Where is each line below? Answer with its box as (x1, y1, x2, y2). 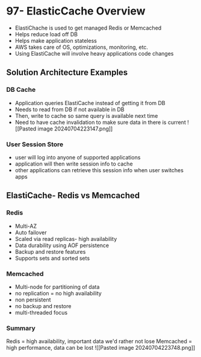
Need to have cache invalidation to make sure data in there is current (14, 118, 187, 126)
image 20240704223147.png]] (37, 125, 113, 132)
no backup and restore (14, 302, 72, 309)
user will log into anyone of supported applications (14, 153, 141, 161)
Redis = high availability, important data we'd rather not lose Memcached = (6, 338, 193, 345)
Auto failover (14, 228, 47, 236)
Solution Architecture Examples (6, 68, 128, 78)
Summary (6, 324, 36, 332)
